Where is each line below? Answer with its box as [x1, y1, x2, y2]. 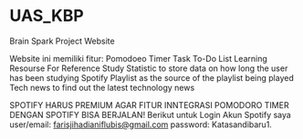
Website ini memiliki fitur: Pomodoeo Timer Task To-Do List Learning [9, 53, 267, 64]
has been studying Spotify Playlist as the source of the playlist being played [9, 72, 294, 83]
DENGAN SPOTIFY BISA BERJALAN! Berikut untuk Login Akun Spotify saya [9, 109, 292, 120]
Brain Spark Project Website [9, 35, 116, 46]
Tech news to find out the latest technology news [9, 82, 195, 93]
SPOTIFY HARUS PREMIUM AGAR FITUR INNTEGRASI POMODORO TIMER [9, 99, 289, 110]
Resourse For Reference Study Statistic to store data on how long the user [9, 63, 288, 74]
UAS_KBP [9, 5, 84, 26]
